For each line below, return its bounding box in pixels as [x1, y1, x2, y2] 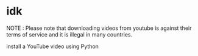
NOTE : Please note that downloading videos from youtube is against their [6, 24, 192, 32]
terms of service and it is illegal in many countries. [6, 30, 133, 38]
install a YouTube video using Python [6, 43, 99, 50]
